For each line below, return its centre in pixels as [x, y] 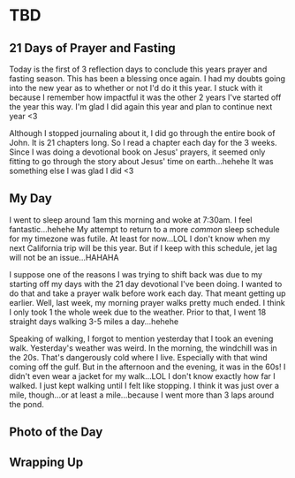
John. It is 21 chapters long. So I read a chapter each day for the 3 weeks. [143, 143]
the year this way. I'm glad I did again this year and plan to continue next [141, 106]
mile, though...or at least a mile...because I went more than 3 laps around [142, 395]
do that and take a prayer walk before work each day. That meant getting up [147, 293]
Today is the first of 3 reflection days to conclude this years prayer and [138, 69]
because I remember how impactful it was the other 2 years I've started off [145, 97]
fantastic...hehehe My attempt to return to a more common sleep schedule [144, 229]
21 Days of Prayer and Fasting [92, 48]
